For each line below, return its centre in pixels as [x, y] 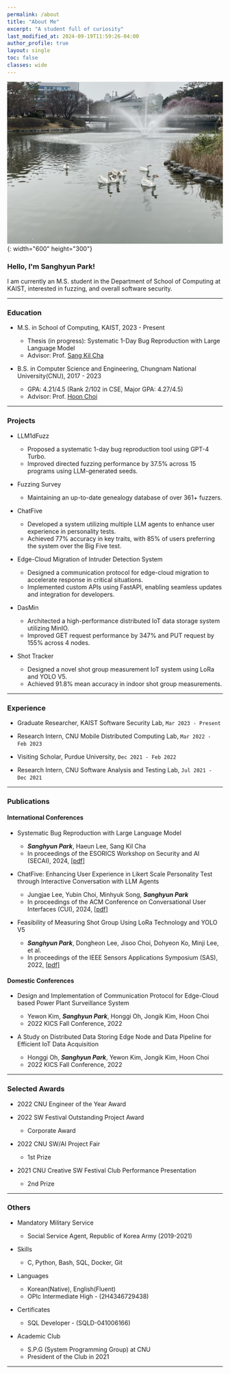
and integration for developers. [71, 594]
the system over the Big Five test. [74, 545]
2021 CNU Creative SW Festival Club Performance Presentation [106, 1170]
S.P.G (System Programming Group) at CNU [89, 1349]
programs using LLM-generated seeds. [82, 471]
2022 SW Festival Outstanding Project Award [80, 1117]
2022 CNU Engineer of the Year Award [72, 1104]
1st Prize [39, 1157]
